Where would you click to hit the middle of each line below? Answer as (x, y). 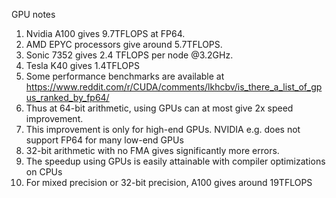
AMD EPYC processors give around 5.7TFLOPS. (124, 44)
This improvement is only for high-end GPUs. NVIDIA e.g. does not (163, 129)
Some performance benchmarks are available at (125, 76)
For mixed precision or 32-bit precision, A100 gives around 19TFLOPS (169, 182)
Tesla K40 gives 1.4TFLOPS (82, 65)
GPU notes (33, 14)
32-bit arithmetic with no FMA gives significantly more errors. (152, 150)
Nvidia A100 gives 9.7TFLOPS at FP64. (105, 33)
